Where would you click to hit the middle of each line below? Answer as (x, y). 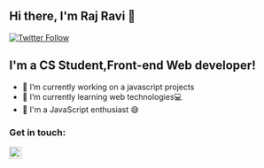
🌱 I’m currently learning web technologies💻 (102, 96)
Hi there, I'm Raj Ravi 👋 (72, 16)
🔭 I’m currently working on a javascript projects (108, 87)
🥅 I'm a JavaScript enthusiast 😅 (80, 109)
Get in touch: (38, 132)
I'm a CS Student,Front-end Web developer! (132, 66)
